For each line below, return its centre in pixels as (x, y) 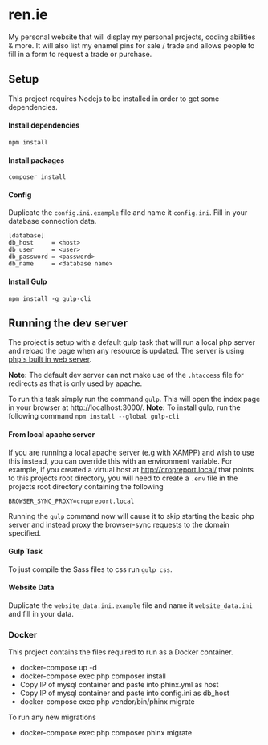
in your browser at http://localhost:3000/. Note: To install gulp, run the (124, 407)
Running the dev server (68, 323)
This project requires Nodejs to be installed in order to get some (114, 99)
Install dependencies (44, 125)
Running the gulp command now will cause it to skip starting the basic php (131, 516)
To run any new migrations (52, 717)
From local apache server (52, 434)
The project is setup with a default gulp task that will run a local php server (132, 342)
